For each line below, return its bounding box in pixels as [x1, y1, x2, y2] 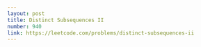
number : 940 [7, 23, 42, 30]
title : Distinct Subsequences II [7, 17, 104, 23]
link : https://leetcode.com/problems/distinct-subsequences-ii [7, 29, 195, 37]
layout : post [7, 10, 45, 17]
